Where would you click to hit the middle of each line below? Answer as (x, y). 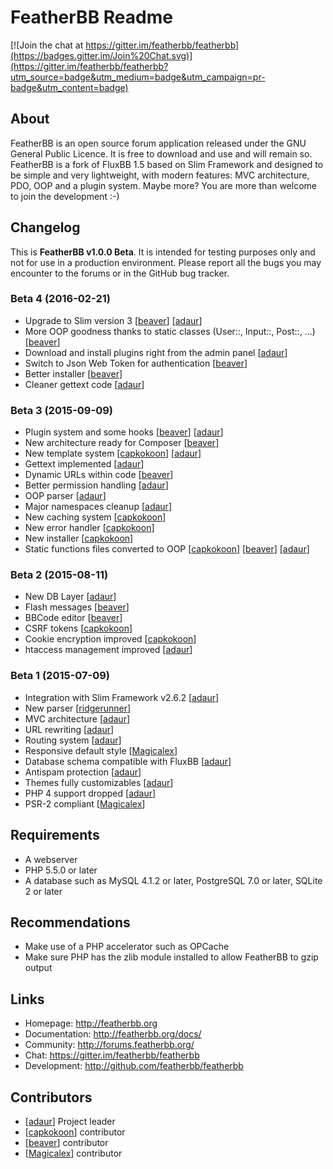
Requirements (55, 835)
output (38, 968)
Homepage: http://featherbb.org (91, 1023)
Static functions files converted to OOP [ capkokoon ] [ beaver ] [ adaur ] (167, 549)
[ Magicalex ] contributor (73, 1153)
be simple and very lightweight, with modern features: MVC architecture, (160, 175)
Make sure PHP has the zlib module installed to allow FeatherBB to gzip (171, 957)
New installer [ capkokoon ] (79, 538)
